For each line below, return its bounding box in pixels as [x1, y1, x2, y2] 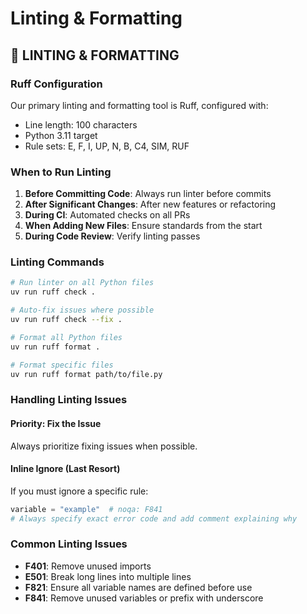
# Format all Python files [10, 332, 123, 342]
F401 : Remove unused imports [24, 560, 152, 572]
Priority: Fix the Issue [10, 417, 102, 429]
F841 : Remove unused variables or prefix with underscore [24, 592, 264, 604]
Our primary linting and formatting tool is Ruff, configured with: [10, 99, 269, 111]
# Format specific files [10, 360, 114, 370]
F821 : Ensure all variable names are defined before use [24, 581, 253, 593]
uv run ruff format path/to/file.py [10, 369, 163, 379]
